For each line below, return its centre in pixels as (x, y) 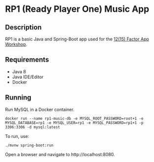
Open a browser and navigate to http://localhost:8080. (60, 154)
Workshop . (16, 44)
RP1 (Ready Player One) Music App (77, 9)
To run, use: (17, 136)
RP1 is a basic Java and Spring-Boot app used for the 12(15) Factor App (77, 39)
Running (18, 98)
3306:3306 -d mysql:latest (33, 127)
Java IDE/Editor (28, 77)
